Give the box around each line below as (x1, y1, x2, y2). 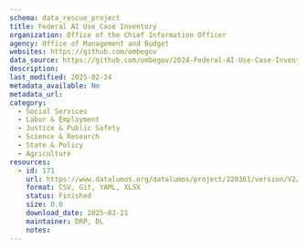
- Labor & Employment (17, 115, 101, 124)
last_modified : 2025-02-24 (9, 73, 112, 82)
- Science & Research (17, 132, 101, 141)
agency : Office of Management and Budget (9, 38, 170, 48)
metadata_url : (9, 89, 64, 99)
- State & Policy (17, 140, 84, 150)
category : (9, 98, 48, 108)
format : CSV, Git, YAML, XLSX (26, 183, 142, 192)
